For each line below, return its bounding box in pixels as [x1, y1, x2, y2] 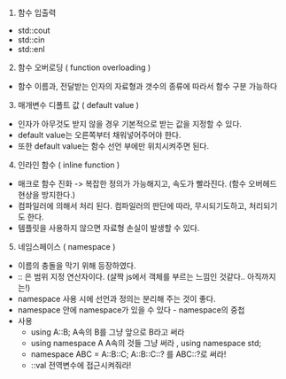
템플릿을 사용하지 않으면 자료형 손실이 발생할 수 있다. [17, 223, 200, 234]
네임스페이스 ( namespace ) [17, 242, 116, 252]
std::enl [17, 44, 46, 55]
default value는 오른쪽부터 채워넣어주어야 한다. [17, 130, 182, 141]
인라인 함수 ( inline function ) [17, 159, 120, 170]
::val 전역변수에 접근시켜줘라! [30, 360, 132, 371]
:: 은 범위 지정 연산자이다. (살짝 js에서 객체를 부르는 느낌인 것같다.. [17, 272, 246, 282]
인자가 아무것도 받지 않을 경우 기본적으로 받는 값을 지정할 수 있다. [17, 119, 242, 129]
